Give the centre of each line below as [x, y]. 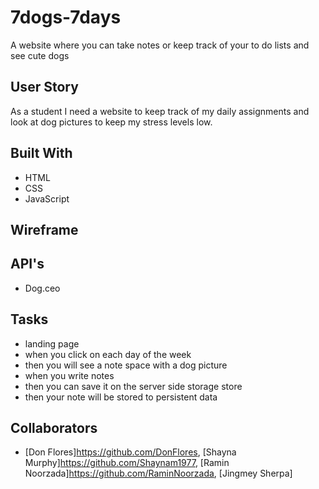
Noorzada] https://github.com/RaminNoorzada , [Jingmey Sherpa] [158, 473]
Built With [41, 153]
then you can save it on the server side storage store [133, 386]
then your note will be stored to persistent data [121, 397]
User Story [44, 87]
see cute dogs [40, 55]
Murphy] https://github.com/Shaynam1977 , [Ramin [127, 463]
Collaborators [54, 427]
